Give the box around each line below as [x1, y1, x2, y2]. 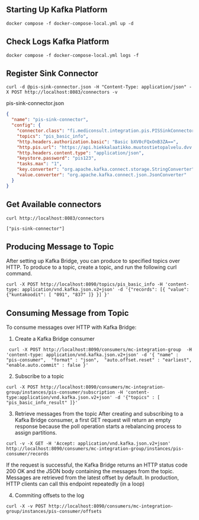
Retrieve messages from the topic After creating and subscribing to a [14, 410, 184, 417]
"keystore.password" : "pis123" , [17, 156, 97, 161]
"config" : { [11, 122, 41, 128]
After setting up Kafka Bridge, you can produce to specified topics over [6, 258, 181, 265]
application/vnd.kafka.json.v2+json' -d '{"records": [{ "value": [21, 287, 190, 293]
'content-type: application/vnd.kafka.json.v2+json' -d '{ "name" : [6, 352, 179, 358]
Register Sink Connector [6, 68, 99, 79]
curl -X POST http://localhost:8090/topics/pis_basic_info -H [6, 281, 163, 287]
